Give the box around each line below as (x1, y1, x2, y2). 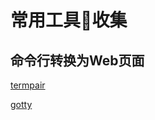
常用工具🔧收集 (10, 9, 128, 32)
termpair (10, 79, 46, 91)
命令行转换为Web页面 (10, 52, 145, 69)
